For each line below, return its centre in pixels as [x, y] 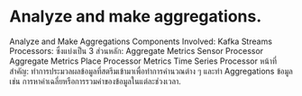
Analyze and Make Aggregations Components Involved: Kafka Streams [141, 41]
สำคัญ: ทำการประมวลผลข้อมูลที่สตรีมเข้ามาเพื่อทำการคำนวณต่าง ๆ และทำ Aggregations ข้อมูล [151, 71]
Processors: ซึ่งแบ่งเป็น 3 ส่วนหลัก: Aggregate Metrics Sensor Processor [137, 50]
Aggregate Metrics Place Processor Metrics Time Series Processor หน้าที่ [143, 61]
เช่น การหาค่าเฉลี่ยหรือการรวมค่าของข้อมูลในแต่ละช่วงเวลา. [96, 81]
